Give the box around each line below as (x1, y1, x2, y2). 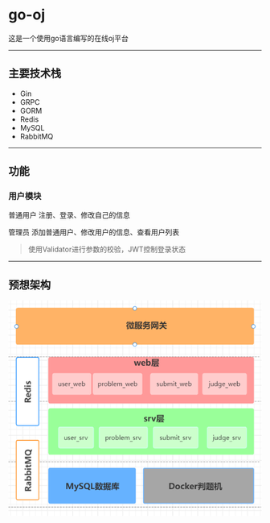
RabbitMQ (19, 131, 54, 141)
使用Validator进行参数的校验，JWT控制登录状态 (27, 244, 186, 255)
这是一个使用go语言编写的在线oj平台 (8, 33, 129, 43)
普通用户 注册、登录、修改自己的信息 (8, 210, 130, 220)
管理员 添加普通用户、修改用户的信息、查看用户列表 (8, 227, 179, 237)
